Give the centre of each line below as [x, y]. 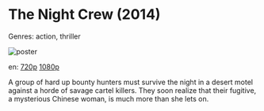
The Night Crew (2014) [84, 15]
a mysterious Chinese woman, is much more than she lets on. [109, 98]
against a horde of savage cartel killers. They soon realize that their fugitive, [132, 90]
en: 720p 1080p [34, 67]
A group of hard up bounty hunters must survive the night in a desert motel [131, 82]
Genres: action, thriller [44, 36]
